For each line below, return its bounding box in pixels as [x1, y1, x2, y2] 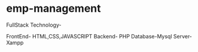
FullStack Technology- [6, 21, 62, 28]
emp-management [6, 2, 101, 15]
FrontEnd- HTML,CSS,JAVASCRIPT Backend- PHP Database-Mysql [6, 32, 172, 40]
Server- [173, 32, 193, 40]
